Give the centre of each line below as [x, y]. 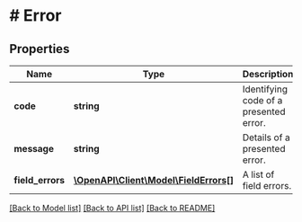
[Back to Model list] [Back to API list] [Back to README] [112, 208]
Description [268, 74]
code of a [262, 100]
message [34, 149]
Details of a [266, 138]
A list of [258, 174]
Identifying [265, 89]
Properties [40, 49]
